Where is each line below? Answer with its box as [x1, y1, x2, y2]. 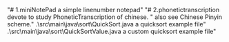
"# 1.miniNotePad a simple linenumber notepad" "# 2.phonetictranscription [7, 6, 219, 14]
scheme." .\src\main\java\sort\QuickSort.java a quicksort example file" [7, 20, 206, 28]
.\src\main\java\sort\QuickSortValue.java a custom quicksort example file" [7, 27, 217, 35]
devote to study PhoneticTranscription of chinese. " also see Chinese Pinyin [7, 13, 223, 21]
